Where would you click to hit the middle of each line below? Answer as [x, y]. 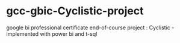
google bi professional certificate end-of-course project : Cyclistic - [90, 27]
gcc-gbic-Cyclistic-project [75, 11]
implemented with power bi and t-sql [52, 33]
